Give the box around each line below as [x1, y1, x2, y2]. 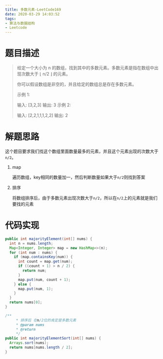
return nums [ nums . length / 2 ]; [9, 345, 73, 350]
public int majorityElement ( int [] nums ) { [5, 236, 92, 241]
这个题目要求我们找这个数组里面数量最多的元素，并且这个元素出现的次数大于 [5, 148, 159, 154]
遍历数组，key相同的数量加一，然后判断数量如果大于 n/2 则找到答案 [12, 174, 145, 180]
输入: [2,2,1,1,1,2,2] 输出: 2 [17, 113, 68, 119]
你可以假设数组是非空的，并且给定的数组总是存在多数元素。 [17, 81, 137, 87]
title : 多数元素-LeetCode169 [5, 7, 61, 12]
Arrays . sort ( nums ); [9, 340, 49, 345]
